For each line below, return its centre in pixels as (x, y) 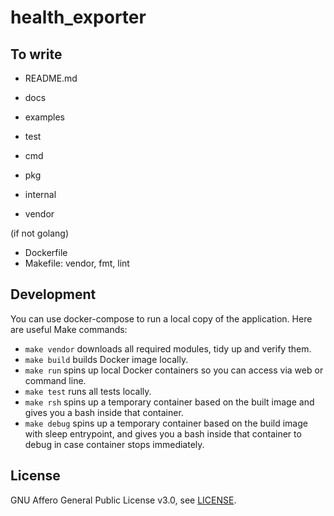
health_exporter (78, 17)
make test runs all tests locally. (88, 391)
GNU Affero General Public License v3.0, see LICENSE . (123, 500)
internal (40, 194)
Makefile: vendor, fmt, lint (77, 263)
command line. (55, 380)
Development (53, 294)
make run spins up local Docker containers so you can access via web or (174, 370)
